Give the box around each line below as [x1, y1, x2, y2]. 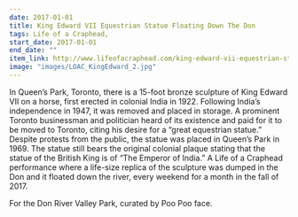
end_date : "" [9, 46, 58, 55]
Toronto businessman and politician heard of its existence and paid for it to [9, 114, 282, 125]
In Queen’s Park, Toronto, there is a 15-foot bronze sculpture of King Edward [9, 86, 288, 97]
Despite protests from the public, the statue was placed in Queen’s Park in [9, 134, 280, 144]
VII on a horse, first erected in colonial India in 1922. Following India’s [9, 96, 261, 106]
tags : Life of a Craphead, [9, 29, 109, 38]
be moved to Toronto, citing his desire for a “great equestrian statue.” [9, 124, 263, 135]
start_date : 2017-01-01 [9, 37, 98, 47]
